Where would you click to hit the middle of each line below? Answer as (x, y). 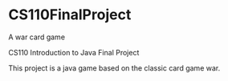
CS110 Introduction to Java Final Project (74, 52)
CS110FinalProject (70, 15)
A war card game (37, 37)
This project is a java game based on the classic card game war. (114, 68)
